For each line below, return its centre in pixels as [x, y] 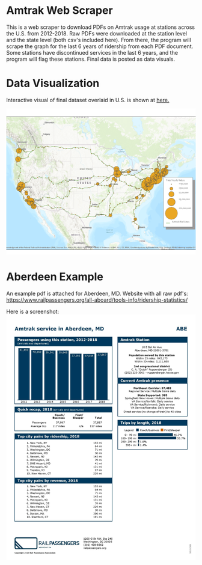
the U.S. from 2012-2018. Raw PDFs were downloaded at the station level [97, 33]
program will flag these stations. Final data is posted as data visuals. [91, 59]
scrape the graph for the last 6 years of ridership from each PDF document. [100, 46]
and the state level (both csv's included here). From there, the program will [99, 40]
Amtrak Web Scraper [60, 11]
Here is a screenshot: [32, 312]
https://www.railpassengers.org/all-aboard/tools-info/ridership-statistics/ [97, 300]
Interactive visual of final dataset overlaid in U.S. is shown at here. [88, 100]
